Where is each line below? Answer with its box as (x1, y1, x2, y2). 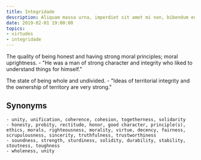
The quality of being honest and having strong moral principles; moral (6, 53, 178, 60)
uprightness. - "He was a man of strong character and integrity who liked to (6, 59, 193, 66)
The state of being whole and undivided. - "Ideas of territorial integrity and (6, 77, 190, 84)
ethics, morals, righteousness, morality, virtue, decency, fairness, (6, 127, 186, 133)
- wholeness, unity (6, 147, 55, 154)
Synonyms (6, 101, 47, 111)
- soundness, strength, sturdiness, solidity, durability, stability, (6, 137, 186, 143)
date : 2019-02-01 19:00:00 (6, 20, 74, 26)
